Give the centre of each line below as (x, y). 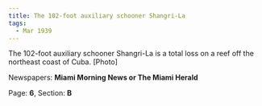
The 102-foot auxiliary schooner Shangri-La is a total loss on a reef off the (131, 54)
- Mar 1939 (34, 31)
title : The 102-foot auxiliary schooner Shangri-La (97, 16)
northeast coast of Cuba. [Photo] (63, 62)
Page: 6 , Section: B (40, 93)
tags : (17, 23)
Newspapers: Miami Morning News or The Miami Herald (104, 78)
